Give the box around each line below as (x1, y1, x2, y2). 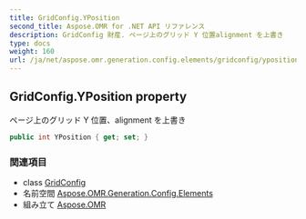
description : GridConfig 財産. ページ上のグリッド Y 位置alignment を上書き (9, 30, 284, 39)
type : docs (9, 38, 51, 48)
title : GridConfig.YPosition (9, 13, 120, 23)
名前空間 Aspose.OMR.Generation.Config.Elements (22, 187, 214, 198)
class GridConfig (22, 176, 87, 187)
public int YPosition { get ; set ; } (9, 133, 148, 142)
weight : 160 (9, 47, 55, 56)
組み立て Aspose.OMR (22, 199, 107, 210)
